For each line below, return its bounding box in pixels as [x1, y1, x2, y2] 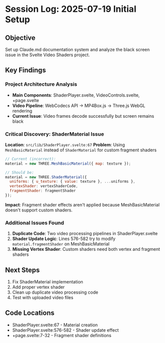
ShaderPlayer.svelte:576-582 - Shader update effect [12, 327, 119, 333]
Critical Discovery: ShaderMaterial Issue [5, 131, 104, 137]
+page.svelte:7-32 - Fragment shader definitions [12, 332, 112, 338]
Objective [5, 34, 36, 42]
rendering [12, 107, 33, 114]
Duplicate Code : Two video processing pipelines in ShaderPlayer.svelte [12, 231, 158, 237]
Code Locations [5, 309, 55, 317]
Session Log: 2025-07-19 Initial [5, 3, 136, 15]
